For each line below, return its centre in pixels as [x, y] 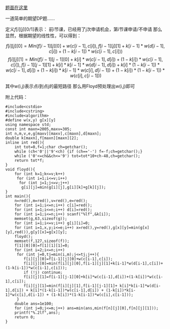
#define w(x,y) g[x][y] [31, 120]
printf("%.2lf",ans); [37, 313]
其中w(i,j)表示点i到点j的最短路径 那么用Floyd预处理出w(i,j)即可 [70, 86]
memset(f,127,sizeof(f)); [42, 241]
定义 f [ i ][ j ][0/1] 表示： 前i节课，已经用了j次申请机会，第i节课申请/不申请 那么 [84, 29]
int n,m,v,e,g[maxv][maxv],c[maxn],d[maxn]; [53, 134]
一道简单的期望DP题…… [30, 18]
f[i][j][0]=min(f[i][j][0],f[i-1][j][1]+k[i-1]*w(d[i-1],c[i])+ [93, 264]
